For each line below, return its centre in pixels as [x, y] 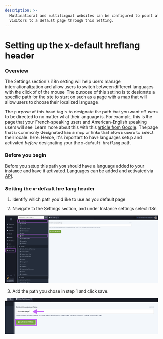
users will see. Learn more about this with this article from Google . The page [81, 127]
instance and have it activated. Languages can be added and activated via [79, 171]
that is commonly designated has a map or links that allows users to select [79, 132]
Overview [17, 71]
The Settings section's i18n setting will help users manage [63, 81]
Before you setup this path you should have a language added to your [75, 166]
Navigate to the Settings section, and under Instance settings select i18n [84, 209]
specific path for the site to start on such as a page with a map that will [76, 97]
